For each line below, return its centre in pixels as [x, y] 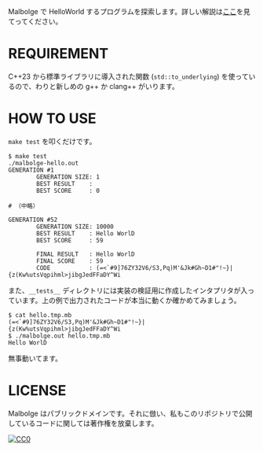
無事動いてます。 [35, 358]
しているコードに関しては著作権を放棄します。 [83, 423]
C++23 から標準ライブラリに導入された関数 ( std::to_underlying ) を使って [128, 76]
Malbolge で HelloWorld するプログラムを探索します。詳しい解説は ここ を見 [129, 11]
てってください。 [35, 21]
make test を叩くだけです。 [52, 141]
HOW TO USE [52, 118]
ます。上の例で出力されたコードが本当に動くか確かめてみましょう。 [131, 300]
